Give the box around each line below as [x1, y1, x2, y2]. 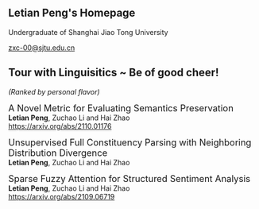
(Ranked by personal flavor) [8, 87, 101, 96]
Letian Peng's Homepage [8, 6, 136, 20]
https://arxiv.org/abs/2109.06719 [8, 192, 115, 201]
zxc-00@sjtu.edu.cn [8, 43, 75, 52]
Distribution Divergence [8, 147, 108, 158]
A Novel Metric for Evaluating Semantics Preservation [8, 103, 234, 114]
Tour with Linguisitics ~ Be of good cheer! [8, 66, 219, 79]
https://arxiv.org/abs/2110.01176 [8, 121, 112, 130]
